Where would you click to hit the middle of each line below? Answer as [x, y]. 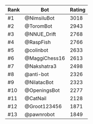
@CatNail [36, 98]
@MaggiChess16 [45, 58]
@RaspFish [38, 42]
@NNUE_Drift [40, 34]
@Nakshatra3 [41, 66]
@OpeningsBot [42, 90]
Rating [78, 10]
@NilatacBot [39, 82]
